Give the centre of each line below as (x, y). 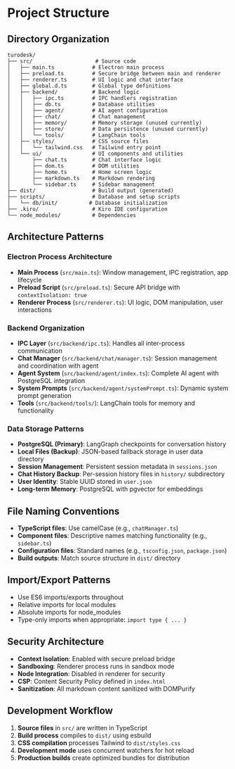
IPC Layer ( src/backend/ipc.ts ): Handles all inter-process (101, 343)
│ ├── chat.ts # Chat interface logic (84, 160)
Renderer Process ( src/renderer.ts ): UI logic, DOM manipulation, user (120, 302)
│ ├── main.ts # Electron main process (86, 68)
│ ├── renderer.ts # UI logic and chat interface (95, 80)
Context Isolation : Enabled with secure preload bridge (96, 658)
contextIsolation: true (52, 295)
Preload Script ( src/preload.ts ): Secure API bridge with (99, 287)
